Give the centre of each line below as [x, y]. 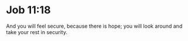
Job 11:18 [28, 10]
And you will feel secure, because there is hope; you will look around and [94, 26]
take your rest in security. [37, 32]
